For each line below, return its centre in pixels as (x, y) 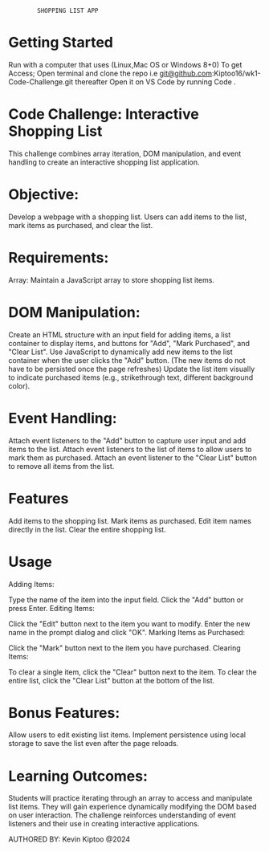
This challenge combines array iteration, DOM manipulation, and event (125, 153)
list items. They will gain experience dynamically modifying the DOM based (132, 807)
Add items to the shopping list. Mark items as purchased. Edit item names (130, 520)
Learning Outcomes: (78, 776)
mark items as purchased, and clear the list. (81, 225)
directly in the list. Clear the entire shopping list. (87, 529)
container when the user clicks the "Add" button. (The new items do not (127, 360)
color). (19, 385)
